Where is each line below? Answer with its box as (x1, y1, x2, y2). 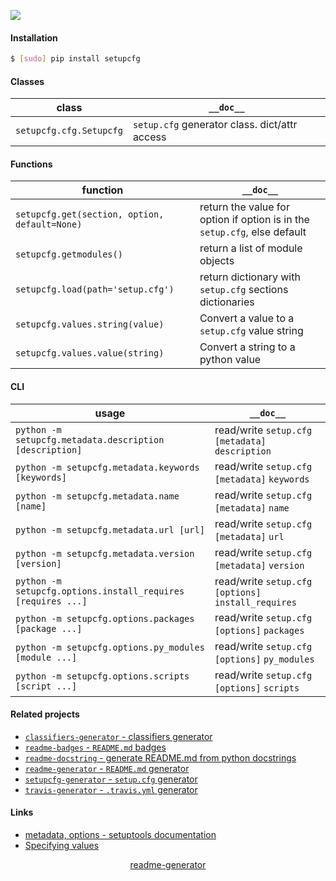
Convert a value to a (199, 311, 295, 325)
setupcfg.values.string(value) (15, 319, 165, 330)
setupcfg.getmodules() (15, 249, 123, 260)
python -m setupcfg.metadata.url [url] (15, 524, 205, 535)
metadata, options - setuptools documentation (24, 829, 217, 841)
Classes (10, 75, 45, 87)
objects (199, 254, 235, 268)
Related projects (10, 708, 80, 720)
